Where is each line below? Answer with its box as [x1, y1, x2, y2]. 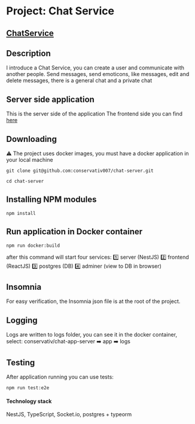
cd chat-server [6, 178, 44, 184]
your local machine [6, 156, 53, 163]
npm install [6, 210, 36, 216]
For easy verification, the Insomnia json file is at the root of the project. [6, 298, 181, 305]
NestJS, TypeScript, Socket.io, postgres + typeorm [6, 411, 132, 418]
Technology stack [6, 397, 52, 405]
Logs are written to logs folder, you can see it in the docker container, [6, 331, 178, 338]
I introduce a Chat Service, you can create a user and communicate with [6, 64, 184, 71]
